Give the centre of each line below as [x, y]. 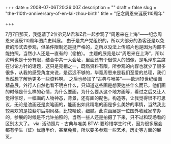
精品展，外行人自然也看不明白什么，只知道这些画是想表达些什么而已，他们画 [85, 85]
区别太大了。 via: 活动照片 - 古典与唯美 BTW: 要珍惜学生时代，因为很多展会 [84, 124]
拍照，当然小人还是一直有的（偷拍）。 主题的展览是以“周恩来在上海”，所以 [87, 53]
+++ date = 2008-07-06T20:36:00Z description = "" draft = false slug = [81, 7]
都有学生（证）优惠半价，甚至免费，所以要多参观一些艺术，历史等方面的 [81, 130]
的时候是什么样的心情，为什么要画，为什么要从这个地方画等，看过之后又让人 [85, 92]
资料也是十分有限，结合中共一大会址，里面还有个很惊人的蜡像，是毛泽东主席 [85, 60]
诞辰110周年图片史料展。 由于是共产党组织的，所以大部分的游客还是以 [87, 41]
